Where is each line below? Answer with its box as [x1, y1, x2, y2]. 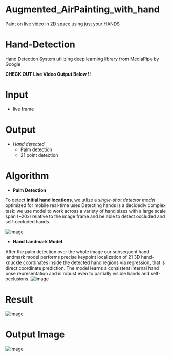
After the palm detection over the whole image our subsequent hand [5, 248, 149, 255]
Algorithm [5, 170, 49, 181]
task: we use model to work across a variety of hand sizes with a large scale [5, 208, 166, 214]
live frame [12, 106, 34, 112]
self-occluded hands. [5, 218, 50, 224]
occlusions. [5, 276, 30, 282]
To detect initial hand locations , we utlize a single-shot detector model [5, 197, 155, 203]
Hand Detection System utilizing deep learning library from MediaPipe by [5, 55, 159, 62]
